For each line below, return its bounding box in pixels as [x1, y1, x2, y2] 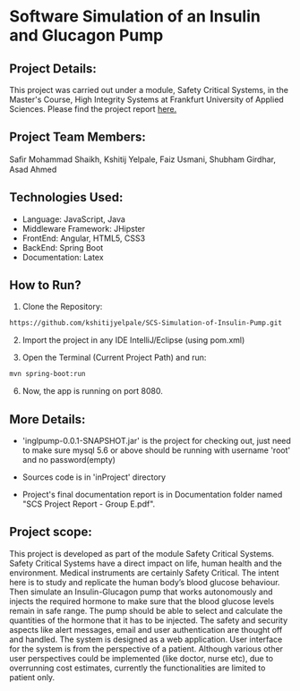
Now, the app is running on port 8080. [21, 386, 164, 397]
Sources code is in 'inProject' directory [21, 472, 167, 482]
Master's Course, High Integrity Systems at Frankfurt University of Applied [9, 94, 284, 105]
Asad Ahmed [9, 164, 57, 175]
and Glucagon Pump [9, 25, 164, 46]
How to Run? [9, 277, 82, 293]
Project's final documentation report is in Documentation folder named [21, 490, 283, 499]
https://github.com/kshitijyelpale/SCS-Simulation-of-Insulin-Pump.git [9, 319, 282, 328]
